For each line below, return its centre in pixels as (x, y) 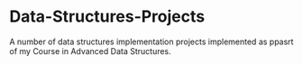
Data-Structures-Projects (107, 17)
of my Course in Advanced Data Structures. (90, 51)
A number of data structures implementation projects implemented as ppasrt (151, 42)
